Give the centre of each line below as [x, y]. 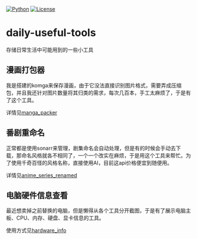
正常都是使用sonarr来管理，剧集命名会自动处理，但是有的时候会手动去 [91, 148]
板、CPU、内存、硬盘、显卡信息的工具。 [55, 218]
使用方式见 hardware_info [36, 230]
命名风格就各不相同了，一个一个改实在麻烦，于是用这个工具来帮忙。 [103, 155]
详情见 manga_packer [32, 112]
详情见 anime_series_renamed [42, 175]
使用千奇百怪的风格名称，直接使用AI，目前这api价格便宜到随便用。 [92, 163]
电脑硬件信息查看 [37, 195]
